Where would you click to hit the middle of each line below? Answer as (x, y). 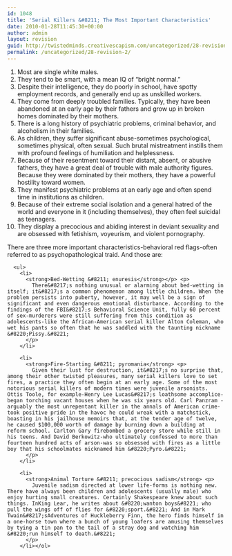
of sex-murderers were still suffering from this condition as (100, 316)
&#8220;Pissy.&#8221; (38, 334)
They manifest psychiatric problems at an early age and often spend (114, 189)
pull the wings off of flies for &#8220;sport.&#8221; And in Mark (106, 510)
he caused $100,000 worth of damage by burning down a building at (106, 424)
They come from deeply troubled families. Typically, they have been (114, 101)
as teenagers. (37, 219)
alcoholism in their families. (56, 131)
